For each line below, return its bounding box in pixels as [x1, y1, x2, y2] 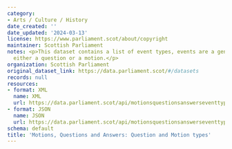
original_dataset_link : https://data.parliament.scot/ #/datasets [7, 67, 199, 74]
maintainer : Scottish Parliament [7, 42, 104, 49]
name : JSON [13, 112, 45, 119]
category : [7, 10, 36, 17]
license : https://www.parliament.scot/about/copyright [7, 36, 168, 43]
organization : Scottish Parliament [7, 61, 110, 68]
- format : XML [7, 87, 48, 93]
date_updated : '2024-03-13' [7, 29, 88, 36]
